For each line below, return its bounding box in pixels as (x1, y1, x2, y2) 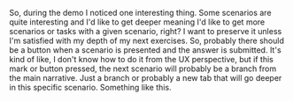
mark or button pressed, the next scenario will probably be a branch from (9, 63, 277, 74)
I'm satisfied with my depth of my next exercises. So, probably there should (9, 35, 285, 46)
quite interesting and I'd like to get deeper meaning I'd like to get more (9, 17, 266, 27)
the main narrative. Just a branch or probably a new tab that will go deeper (9, 73, 282, 83)
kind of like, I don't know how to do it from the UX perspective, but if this (9, 54, 274, 64)
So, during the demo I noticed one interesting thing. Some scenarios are (9, 8, 272, 18)
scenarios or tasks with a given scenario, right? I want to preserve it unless (9, 26, 282, 36)
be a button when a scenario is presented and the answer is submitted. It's (9, 45, 281, 55)
